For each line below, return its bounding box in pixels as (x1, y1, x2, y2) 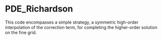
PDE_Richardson (5, 3, 74, 14)
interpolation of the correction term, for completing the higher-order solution (5, 24, 158, 30)
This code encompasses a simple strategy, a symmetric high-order (5, 19, 139, 25)
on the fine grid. (5, 29, 37, 35)
